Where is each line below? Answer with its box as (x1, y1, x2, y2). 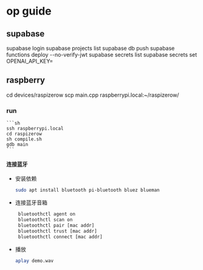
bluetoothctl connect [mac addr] (18, 234, 103, 240)
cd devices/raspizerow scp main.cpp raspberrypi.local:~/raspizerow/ (6, 91, 179, 99)
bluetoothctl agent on (18, 211, 76, 217)
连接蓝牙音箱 (15, 199, 47, 206)
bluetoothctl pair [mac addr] (18, 222, 95, 229)
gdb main (6, 142, 29, 148)
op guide (6, 4, 52, 18)
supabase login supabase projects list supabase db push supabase (6, 44, 175, 52)
